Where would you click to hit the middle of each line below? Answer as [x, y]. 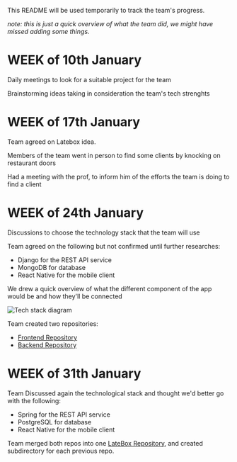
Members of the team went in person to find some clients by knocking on [114, 155]
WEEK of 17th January [74, 122]
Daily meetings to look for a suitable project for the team [89, 79]
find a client [24, 184]
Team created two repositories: [53, 323]
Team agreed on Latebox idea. [52, 142]
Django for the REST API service [64, 260]
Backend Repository [47, 345]
